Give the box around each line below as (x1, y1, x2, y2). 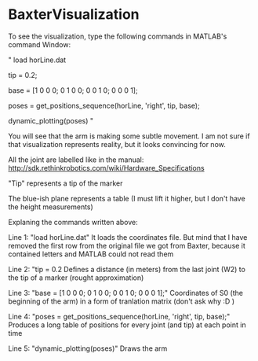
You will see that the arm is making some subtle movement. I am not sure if (8, 131, 250, 141)
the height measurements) (8, 202, 94, 212)
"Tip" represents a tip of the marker (8, 179, 123, 188)
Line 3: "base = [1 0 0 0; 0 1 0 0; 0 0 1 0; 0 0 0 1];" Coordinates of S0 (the (8, 288, 243, 297)
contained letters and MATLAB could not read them (8, 249, 174, 259)
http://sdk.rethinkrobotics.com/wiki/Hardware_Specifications (8, 163, 205, 172)
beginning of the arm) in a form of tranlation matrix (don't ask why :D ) (8, 297, 235, 306)
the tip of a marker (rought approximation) (8, 273, 144, 282)
